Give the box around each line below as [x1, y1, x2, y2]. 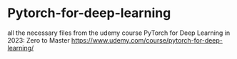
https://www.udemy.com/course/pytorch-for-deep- [71, 36, 223, 44]
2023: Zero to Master [7, 36, 70, 44]
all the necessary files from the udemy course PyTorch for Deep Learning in [7, 28, 231, 37]
